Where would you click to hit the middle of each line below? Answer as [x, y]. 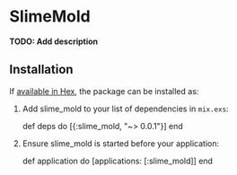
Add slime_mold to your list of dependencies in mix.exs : [125, 109]
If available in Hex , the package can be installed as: [104, 91]
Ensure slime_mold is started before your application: [121, 143]
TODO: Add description [54, 41]
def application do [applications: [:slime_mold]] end [118, 161]
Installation [41, 70]
